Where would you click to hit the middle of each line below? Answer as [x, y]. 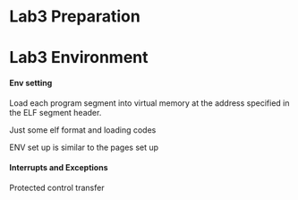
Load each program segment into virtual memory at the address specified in [149, 103]
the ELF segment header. [55, 112]
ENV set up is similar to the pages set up [84, 147]
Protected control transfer [57, 187]
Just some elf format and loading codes [83, 130]
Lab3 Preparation [75, 17]
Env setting [31, 83]
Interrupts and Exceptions [59, 168]
